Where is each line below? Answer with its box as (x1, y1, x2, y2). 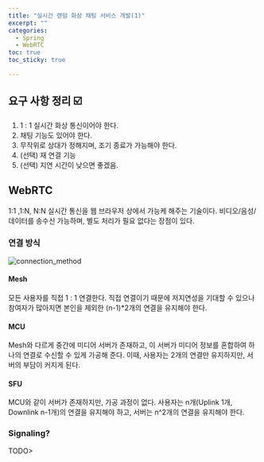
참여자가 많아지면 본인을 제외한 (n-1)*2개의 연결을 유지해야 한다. (8, 303, 208, 313)
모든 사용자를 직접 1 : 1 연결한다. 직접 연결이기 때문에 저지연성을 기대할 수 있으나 (8, 293, 255, 302)
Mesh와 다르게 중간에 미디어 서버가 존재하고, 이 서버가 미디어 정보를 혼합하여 (8, 340, 247, 350)
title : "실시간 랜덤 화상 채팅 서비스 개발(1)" (8, 11, 146, 20)
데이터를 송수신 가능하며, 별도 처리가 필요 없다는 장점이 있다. (8, 215, 195, 225)
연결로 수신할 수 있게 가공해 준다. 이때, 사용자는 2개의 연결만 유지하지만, (22, 351, 246, 360)
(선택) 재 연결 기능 (19, 150, 76, 160)
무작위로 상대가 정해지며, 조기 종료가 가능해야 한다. (19, 140, 177, 149)
